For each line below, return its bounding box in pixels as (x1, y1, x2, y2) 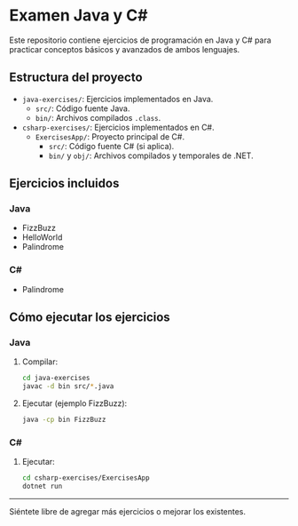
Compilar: (21, 356, 59, 367)
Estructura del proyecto (9, 70, 144, 85)
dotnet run (21, 482, 63, 491)
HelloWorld (21, 232, 63, 243)
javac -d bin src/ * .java (21, 382, 114, 391)
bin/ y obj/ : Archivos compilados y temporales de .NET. (48, 150, 255, 161)
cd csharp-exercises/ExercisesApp (21, 474, 150, 482)
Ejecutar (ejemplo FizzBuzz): (21, 398, 128, 409)
